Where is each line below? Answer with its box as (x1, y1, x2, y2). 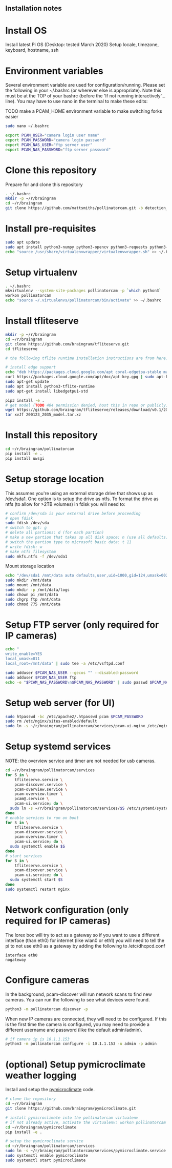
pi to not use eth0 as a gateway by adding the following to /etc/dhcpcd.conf (5, 942, 165, 949)
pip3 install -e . (5, 398, 45, 403)
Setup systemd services (5, 741, 111, 752)
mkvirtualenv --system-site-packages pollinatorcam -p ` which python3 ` (5, 288, 161, 294)
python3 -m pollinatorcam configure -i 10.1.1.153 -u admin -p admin (5, 1041, 157, 1047)
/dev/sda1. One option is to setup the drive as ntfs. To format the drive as (5, 496, 159, 502)
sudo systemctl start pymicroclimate (5, 1158, 86, 1163)
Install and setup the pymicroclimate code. (5, 1087, 95, 1093)
